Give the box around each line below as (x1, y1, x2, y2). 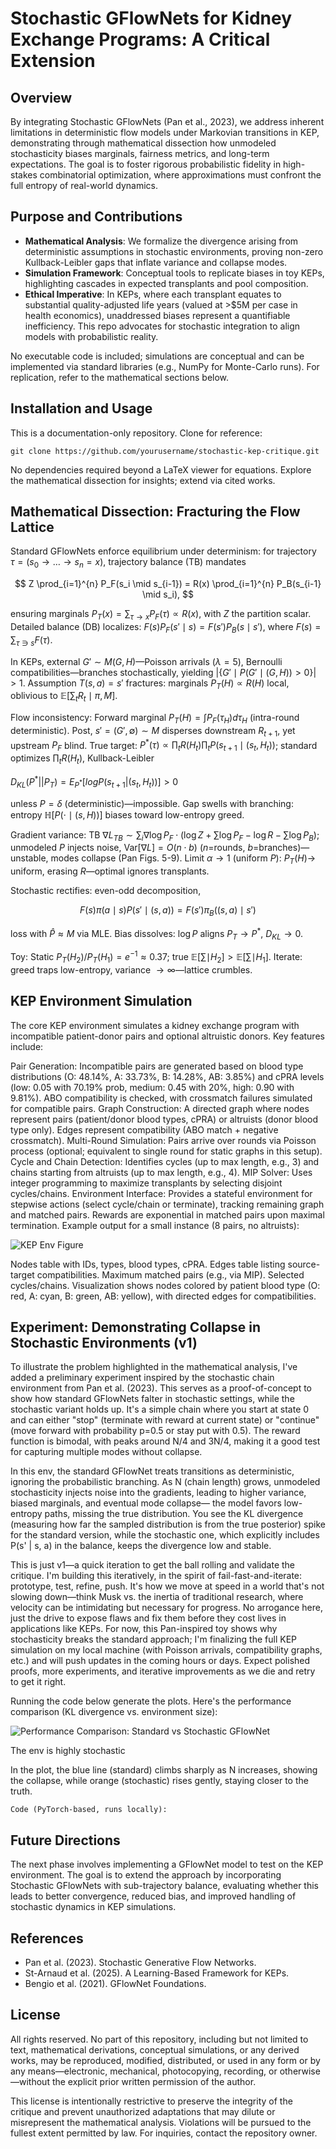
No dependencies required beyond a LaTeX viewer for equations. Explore (10, 463, 312, 476)
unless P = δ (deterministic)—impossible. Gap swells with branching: (10, 797, 294, 809)
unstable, (10, 852, 49, 864)
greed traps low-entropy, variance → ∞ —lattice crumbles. (10, 963, 253, 976)
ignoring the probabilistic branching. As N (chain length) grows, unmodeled (10, 1476, 321, 1488)
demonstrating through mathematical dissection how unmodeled (10, 137, 277, 149)
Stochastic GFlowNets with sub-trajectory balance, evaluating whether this (10, 1880, 319, 1892)
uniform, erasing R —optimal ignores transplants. (10, 865, 210, 877)
